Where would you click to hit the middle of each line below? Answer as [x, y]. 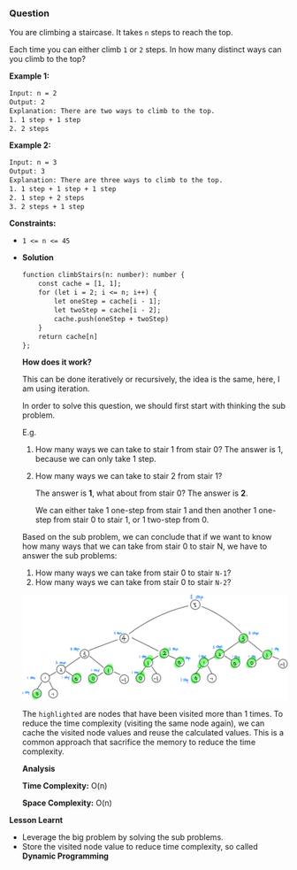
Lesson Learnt [36, 820]
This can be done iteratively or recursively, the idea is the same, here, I [151, 380]
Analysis [38, 768]
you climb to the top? [48, 59]
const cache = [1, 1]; [80, 284]
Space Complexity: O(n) [67, 803]
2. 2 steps [29, 129]
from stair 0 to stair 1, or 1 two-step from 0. [131, 520]
